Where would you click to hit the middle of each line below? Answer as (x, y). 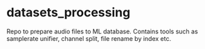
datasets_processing (69, 13)
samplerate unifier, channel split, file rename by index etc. (89, 38)
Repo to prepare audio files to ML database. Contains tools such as (102, 31)
